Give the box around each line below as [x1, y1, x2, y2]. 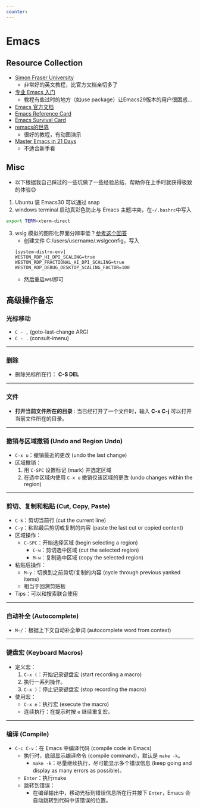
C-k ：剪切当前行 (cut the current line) [14, 516, 107, 524]
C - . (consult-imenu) [14, 335, 70, 341]
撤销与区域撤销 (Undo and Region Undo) [6, 437, 123, 445]
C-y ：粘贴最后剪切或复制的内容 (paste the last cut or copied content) [14, 524, 183, 531]
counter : [6, 8, 28, 15]
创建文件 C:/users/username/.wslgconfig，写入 [23, 237, 140, 244]
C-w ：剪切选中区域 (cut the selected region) [32, 546, 139, 554]
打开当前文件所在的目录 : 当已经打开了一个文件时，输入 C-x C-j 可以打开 [14, 407, 192, 415]
